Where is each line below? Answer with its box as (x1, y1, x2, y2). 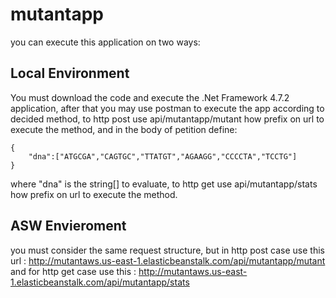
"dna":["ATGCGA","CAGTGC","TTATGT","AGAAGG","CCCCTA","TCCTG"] (28, 151, 298, 162)
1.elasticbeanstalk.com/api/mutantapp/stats (10, 276, 190, 288)
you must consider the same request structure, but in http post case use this (10, 244, 325, 256)
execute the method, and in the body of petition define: (10, 123, 238, 135)
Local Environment (10, 65, 130, 82)
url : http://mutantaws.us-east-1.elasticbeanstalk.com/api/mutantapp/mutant (10, 254, 326, 267)
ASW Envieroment (10, 218, 127, 235)
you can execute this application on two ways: (10, 36, 201, 48)
